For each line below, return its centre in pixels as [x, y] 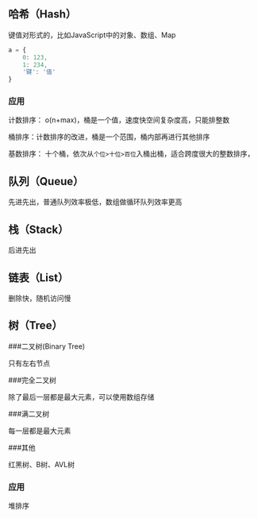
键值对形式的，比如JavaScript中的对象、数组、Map [92, 35]
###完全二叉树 [33, 380]
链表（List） [39, 278]
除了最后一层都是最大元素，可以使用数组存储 [81, 396]
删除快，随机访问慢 [40, 298]
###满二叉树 [29, 414]
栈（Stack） [39, 229]
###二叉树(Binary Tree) [47, 346]
